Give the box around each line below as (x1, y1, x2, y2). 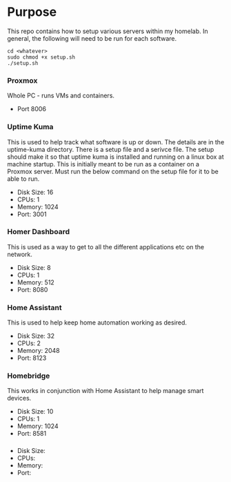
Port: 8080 (17, 285, 48, 293)
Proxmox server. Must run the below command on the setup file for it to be (7, 167, 219, 175)
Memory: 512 (17, 278, 55, 287)
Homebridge (7, 371, 50, 380)
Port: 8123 (17, 354, 47, 363)
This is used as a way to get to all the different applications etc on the (7, 242, 205, 251)
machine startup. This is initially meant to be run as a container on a (7, 160, 200, 168)
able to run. (7, 174, 40, 183)
